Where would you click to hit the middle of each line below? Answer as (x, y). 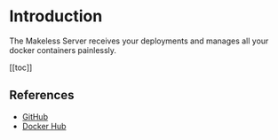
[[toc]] (21, 67)
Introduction (56, 16)
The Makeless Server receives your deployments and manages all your (139, 41)
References (42, 95)
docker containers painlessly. (63, 50)
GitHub (35, 116)
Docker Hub (44, 126)
